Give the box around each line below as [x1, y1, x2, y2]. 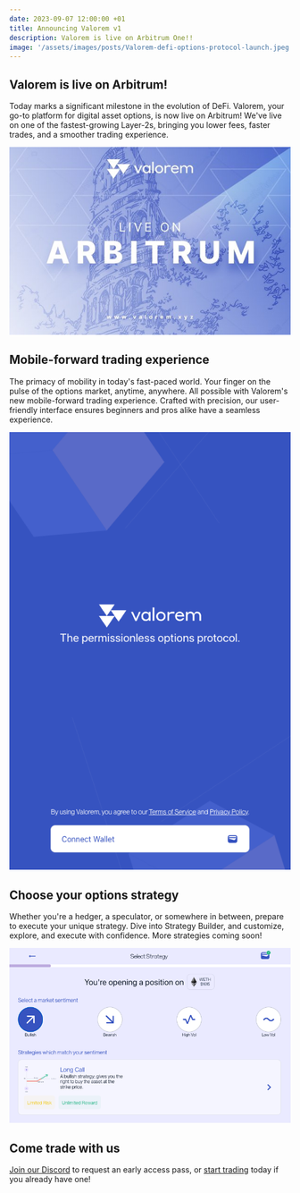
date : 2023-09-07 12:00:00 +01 [9, 14, 126, 23]
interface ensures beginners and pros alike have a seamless [39, 404, 261, 415]
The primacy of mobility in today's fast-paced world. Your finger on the [9, 376, 271, 386]
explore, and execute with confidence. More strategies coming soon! [9, 930, 262, 941]
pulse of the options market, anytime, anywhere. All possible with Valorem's [9, 385, 288, 396]
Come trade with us [9, 1140, 121, 1155]
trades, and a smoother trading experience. [9, 130, 170, 140]
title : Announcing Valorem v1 [9, 23, 122, 33]
